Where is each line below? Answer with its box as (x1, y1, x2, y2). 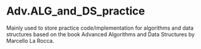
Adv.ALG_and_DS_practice (6, 4, 145, 18)
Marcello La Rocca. (6, 37, 55, 44)
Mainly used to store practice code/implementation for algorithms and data (6, 24, 194, 31)
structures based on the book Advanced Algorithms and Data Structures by (6, 30, 195, 38)
